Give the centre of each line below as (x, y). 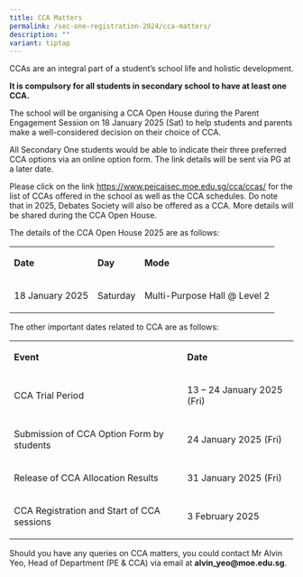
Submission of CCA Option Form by (89, 434)
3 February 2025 (223, 517)
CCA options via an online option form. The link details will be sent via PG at (150, 160)
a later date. (32, 169)
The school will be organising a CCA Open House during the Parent (134, 113)
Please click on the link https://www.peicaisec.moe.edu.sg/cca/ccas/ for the (151, 187)
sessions (33, 522)
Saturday (117, 296)
